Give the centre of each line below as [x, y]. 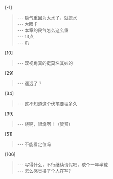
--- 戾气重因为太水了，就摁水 [47, 18]
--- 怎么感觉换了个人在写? [44, 171]
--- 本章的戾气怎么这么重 [43, 30]
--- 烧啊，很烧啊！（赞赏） [45, 124]
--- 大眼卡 [27, 24]
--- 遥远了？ [30, 83]
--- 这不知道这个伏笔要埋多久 [47, 104]
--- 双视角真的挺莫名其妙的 [45, 63]
